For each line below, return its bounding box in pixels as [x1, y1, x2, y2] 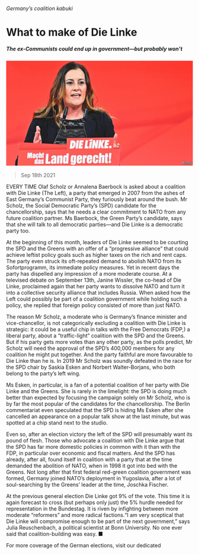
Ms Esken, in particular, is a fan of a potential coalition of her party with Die [6, 381, 190, 388]
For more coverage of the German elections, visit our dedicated [6, 542, 161, 549]
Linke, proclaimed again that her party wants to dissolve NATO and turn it [6, 283, 185, 290]
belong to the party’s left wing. [6, 370, 81, 377]
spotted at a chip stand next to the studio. [6, 419, 108, 426]
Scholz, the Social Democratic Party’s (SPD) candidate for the [6, 202, 157, 209]
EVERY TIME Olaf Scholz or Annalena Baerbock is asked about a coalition [6, 183, 185, 190]
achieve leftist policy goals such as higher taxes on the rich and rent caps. [6, 251, 187, 259]
